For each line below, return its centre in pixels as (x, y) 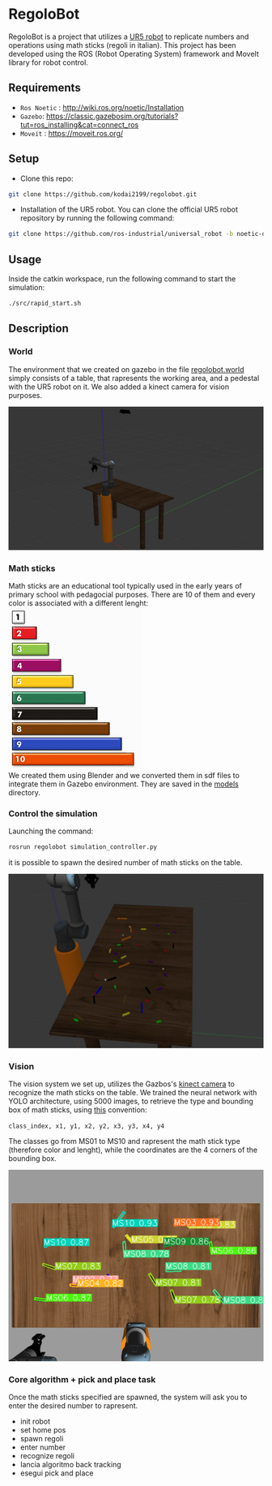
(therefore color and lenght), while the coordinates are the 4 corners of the (133, 1150)
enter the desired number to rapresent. (73, 1406)
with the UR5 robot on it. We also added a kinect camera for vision (119, 387)
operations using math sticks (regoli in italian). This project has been (122, 45)
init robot (35, 1422)
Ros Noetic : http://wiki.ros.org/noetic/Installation (102, 107)
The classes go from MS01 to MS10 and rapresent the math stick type (124, 1141)
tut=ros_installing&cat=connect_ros (79, 124)
